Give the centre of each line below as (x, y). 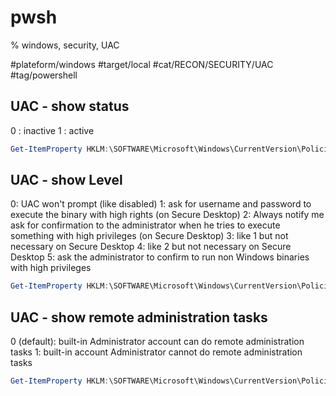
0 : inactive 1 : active (52, 130)
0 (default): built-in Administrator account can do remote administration (157, 342)
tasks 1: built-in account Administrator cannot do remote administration (156, 352)
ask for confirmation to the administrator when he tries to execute (145, 225)
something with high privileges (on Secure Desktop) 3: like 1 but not (149, 236)
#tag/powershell (44, 75)
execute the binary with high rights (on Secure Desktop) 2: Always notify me (167, 215)
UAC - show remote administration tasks (139, 317)
